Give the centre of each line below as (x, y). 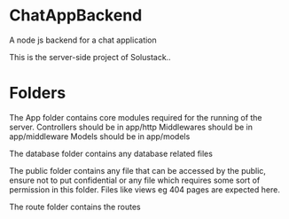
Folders (38, 93)
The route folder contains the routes (75, 207)
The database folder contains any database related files (111, 153)
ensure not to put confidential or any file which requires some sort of (135, 180)
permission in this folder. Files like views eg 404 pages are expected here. (145, 189)
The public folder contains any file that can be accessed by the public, (137, 170)
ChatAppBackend (76, 16)
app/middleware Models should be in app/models (100, 136)
